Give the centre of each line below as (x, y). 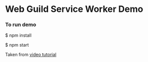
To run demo (21, 25)
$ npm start (17, 45)
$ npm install (18, 35)
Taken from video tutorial (31, 55)
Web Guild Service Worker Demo (74, 9)
